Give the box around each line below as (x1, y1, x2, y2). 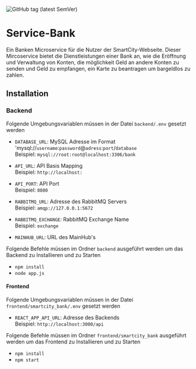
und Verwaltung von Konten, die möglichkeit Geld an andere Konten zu (6, 58, 179, 65)
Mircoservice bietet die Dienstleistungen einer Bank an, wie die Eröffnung (6, 52, 186, 60)
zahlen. (6, 71, 24, 79)
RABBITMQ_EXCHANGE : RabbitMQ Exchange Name (14, 215, 129, 223)
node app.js (14, 270, 45, 276)
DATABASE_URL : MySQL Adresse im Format (14, 137, 116, 145)
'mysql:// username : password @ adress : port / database (14, 144, 137, 151)
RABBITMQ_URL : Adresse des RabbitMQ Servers (14, 198, 127, 205)
